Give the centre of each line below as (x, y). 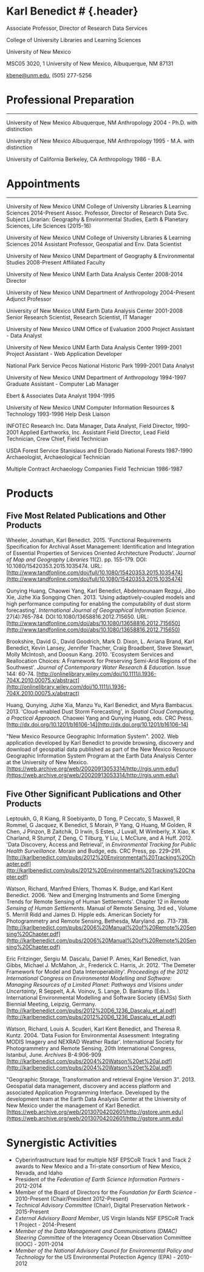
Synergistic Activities (62, 1142)
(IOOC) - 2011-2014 (39, 1244)
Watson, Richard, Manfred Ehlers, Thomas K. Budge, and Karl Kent (90, 889)
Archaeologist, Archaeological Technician (58, 457)
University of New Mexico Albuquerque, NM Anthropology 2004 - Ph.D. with (102, 123)
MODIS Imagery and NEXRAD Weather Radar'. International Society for (95, 1042)
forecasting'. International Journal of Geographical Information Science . (97, 610)
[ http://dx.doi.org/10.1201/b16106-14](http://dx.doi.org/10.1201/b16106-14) (97, 724)
